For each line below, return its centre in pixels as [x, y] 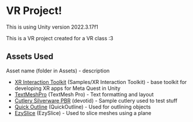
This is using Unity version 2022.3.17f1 [52, 27]
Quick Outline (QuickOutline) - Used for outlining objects [82, 107]
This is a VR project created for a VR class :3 [60, 38]
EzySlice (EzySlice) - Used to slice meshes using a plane [83, 113]
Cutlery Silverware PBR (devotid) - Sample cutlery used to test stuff [96, 100]
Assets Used [30, 57]
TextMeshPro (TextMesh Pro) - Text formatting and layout [84, 94]
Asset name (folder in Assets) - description [58, 71]
